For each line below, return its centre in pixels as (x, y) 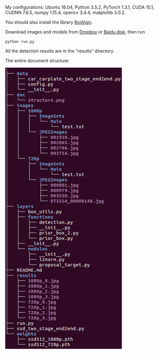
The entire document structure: (37, 60)
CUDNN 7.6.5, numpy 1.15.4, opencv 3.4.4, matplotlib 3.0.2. (65, 12)
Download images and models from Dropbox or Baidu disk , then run (75, 32)
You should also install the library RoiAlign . (49, 22)
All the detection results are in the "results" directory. (60, 51)
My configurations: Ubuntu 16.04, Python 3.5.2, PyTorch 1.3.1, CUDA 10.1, (80, 7)
